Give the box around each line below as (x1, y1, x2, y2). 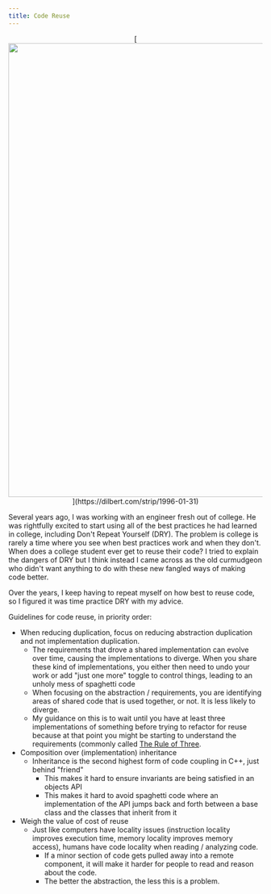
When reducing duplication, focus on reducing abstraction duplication (19, 627, 252, 637)
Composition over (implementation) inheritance (19, 747, 177, 757)
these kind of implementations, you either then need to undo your (31, 662, 250, 671)
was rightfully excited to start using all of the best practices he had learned (8, 520, 257, 530)
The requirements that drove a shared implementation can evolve (31, 645, 249, 654)
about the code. (44, 867, 98, 877)
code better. (8, 572, 49, 582)
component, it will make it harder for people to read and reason (44, 858, 254, 868)
